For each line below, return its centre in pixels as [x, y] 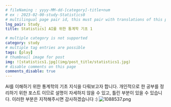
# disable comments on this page [41, 67]
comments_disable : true [31, 71]
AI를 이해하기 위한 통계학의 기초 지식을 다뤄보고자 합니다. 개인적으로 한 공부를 [82, 87]
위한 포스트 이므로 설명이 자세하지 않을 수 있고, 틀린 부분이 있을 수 [84, 93]
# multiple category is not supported [46, 38]
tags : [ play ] [19, 52]
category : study [22, 43]
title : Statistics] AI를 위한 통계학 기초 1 [49, 29]
